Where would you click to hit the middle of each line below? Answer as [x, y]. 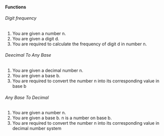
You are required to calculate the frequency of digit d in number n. [80, 44]
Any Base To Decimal [27, 97]
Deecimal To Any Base [28, 55]
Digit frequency [21, 18]
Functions [16, 7]
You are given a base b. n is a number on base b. [62, 118]
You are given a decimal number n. [48, 70]
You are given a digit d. [36, 38]
